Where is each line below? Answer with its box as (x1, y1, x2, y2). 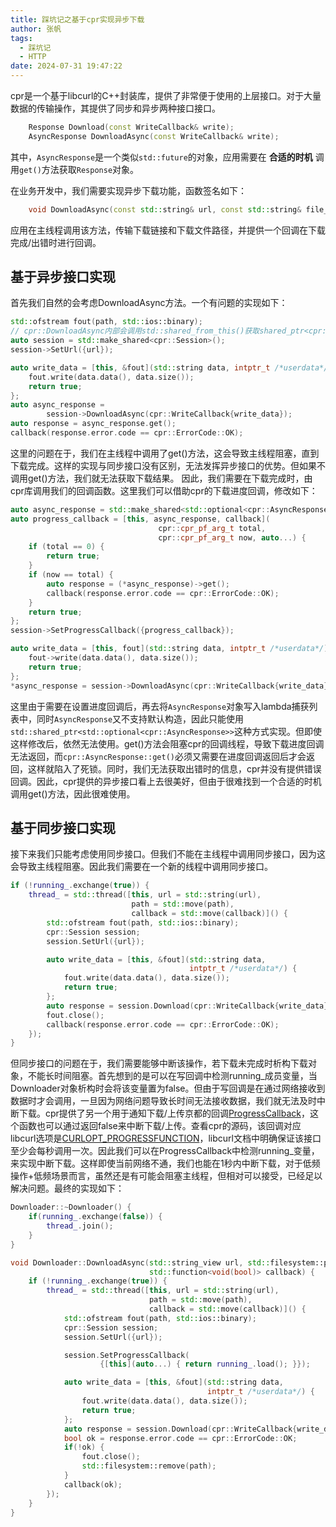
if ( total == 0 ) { (28, 542, 105, 552)
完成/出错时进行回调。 (10, 236, 102, 248)
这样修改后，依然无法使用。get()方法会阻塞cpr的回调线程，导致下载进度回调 (10, 737, 325, 750)
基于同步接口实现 (10, 819, 116, 836)
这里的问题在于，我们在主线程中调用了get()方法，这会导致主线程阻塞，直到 (10, 447, 320, 459)
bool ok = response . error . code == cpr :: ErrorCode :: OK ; (63, 1433, 298, 1443)
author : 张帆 (10, 24, 62, 34)
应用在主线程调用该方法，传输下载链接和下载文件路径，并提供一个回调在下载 (10, 224, 326, 236)
